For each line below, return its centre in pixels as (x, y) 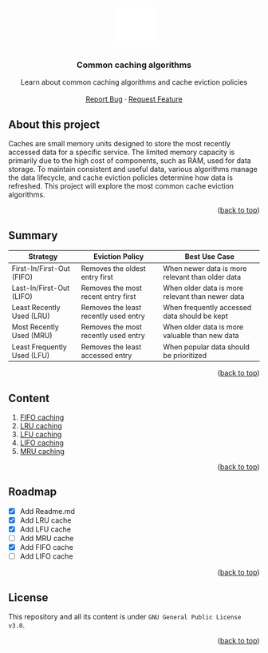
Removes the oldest (113, 268)
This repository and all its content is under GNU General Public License (125, 616)
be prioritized (185, 355)
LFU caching (41, 434)
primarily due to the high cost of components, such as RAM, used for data (130, 161)
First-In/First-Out (41, 268)
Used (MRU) (32, 336)
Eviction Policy (118, 257)
